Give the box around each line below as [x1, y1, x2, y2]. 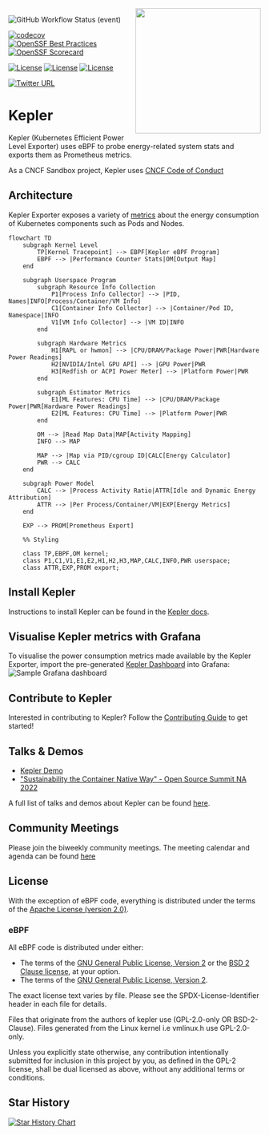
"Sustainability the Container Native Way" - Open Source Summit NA [19, 774, 247, 784]
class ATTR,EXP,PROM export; [22, 563, 120, 572]
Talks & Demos [8, 745, 84, 758]
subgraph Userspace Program [22, 276, 116, 284]
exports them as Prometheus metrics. [8, 150, 132, 160]
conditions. [8, 1072, 46, 1082]
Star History [8, 1096, 70, 1109]
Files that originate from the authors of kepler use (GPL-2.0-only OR [8, 1014, 232, 1024]
